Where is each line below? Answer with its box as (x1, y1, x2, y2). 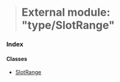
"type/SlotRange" (21, 18, 115, 32)
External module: (21, 5, 111, 19)
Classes (6, 55, 28, 63)
